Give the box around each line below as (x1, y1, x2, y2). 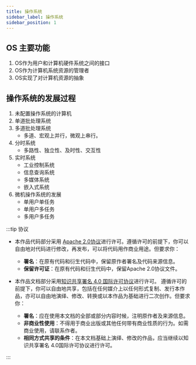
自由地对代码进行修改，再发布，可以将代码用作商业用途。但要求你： (14, 245, 180, 252)
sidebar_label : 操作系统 (6, 14, 64, 20)
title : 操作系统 (6, 8, 42, 15)
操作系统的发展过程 (6, 93, 76, 103)
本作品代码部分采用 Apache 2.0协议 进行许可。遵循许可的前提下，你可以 (14, 238, 189, 245)
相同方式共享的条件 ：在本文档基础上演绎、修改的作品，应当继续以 (23, 334, 184, 341)
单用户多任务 (23, 205, 55, 213)
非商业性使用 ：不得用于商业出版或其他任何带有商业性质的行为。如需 (23, 320, 189, 327)
